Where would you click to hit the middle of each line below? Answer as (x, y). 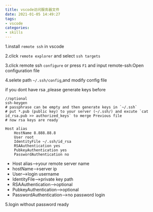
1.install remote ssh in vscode (35, 46)
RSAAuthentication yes (37, 146)
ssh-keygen (16, 103)
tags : (11, 19)
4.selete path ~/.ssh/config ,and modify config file (56, 80)
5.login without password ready (37, 204)
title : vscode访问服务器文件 (32, 10)
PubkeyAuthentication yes (41, 150)
